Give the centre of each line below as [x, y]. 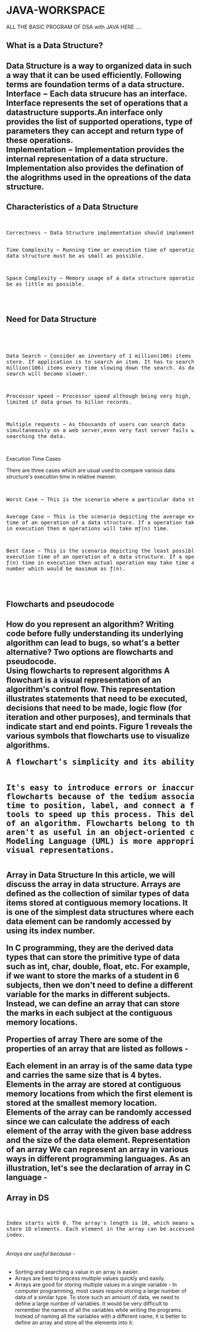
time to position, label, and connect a [96, 806]
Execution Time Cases [34, 459]
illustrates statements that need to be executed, [97, 699]
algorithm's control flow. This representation [91, 690]
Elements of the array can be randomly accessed [99, 1113]
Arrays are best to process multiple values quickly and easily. [90, 1278]
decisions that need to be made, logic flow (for [94, 708]
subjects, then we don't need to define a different [100, 985]
